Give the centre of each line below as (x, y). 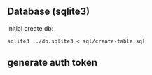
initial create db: (30, 28)
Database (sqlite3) (48, 12)
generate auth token (53, 63)
